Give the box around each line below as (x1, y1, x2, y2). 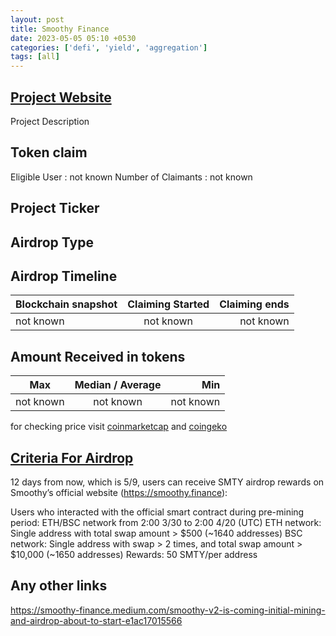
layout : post (10, 14, 65, 25)
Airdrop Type (10, 234, 94, 251)
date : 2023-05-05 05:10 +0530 (10, 33, 137, 43)
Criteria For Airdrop (10, 449, 134, 466)
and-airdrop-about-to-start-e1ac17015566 (10, 614, 183, 626)
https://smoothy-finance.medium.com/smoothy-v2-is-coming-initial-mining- (10, 604, 326, 616)
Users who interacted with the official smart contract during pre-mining (10, 506, 305, 518)
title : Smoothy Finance (10, 24, 110, 34)
